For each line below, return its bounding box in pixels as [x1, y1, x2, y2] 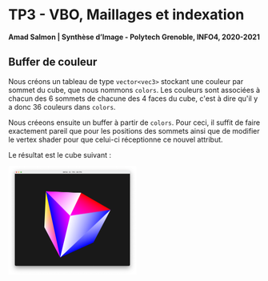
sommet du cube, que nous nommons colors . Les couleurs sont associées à [8, 85, 261, 94]
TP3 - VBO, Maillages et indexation [8, 6, 245, 24]
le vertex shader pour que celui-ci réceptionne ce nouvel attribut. [8, 134, 223, 144]
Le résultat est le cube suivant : [8, 150, 112, 159]
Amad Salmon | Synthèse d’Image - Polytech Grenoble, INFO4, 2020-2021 [8, 32, 260, 42]
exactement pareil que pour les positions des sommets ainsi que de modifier [8, 126, 260, 135]
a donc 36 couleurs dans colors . [8, 102, 116, 111]
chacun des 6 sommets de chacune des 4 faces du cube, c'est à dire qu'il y [8, 94, 258, 103]
